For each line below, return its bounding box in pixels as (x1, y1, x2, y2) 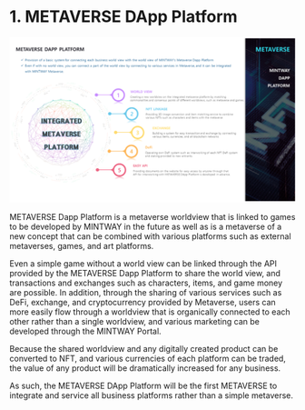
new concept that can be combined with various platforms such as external (9, 230, 292, 242)
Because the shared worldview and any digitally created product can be (9, 343, 279, 354)
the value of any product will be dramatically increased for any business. (9, 362, 281, 374)
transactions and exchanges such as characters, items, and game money (9, 277, 283, 288)
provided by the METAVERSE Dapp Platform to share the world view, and (9, 267, 281, 278)
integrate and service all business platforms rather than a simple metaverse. (9, 389, 293, 401)
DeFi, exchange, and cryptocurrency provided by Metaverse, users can (9, 296, 277, 307)
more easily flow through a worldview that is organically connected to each (9, 306, 290, 317)
